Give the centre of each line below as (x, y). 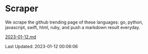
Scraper (22, 9)
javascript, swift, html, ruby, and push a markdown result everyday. (73, 27)
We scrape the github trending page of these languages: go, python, (74, 22)
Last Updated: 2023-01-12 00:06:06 (42, 46)
